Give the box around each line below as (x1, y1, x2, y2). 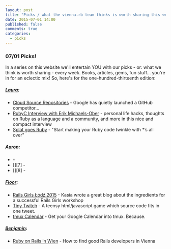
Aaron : (5, 144, 20, 150)
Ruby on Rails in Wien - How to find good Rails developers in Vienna (12, 238, 156, 244)
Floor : (5, 179, 18, 185)
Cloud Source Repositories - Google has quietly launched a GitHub (12, 100, 153, 106)
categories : (5, 31, 31, 36)
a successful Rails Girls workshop (12, 197, 84, 204)
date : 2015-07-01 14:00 (5, 17, 56, 22)
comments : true (5, 26, 38, 32)
